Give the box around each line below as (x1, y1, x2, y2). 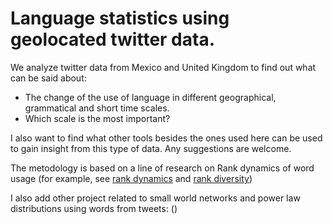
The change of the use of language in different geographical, (24, 91, 277, 103)
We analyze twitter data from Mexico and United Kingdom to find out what (10, 61, 317, 73)
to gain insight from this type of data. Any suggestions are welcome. (10, 142, 292, 154)
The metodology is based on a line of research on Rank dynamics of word (10, 162, 315, 174)
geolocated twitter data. (10, 28, 216, 51)
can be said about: (10, 72, 87, 84)
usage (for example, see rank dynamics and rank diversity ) (10, 172, 253, 184)
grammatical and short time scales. (24, 102, 170, 114)
